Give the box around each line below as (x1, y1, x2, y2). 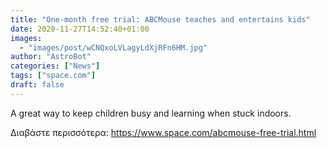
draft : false (10, 80, 65, 90)
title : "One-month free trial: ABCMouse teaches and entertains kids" (10, 14, 311, 25)
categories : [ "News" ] (10, 61, 101, 71)
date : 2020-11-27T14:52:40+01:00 (10, 24, 150, 34)
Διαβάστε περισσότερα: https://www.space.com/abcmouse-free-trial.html (10, 126, 317, 138)
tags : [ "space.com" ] (10, 71, 97, 81)
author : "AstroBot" (10, 52, 92, 62)
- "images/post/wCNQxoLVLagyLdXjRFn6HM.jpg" (19, 42, 208, 53)
